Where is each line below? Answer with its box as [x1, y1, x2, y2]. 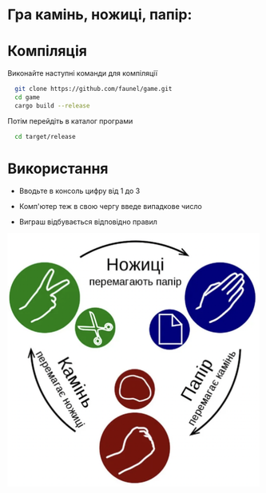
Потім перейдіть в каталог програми [7, 116, 133, 125]
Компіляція [7, 42, 87, 61]
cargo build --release [14, 101, 90, 109]
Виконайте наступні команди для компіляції [7, 69, 157, 78]
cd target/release [14, 132, 77, 140]
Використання [7, 160, 109, 177]
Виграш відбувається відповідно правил [18, 217, 157, 227]
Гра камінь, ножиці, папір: [7, 6, 193, 24]
